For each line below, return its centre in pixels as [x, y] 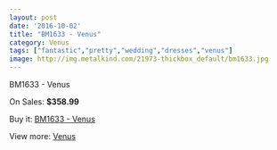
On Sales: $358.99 [45, 102]
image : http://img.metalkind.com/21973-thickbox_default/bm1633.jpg [139, 59]
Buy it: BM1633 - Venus [53, 119]
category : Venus [39, 42]
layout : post [33, 17]
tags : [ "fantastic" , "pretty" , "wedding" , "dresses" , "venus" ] [121, 51]
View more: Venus [43, 136]
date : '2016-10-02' [45, 26]
